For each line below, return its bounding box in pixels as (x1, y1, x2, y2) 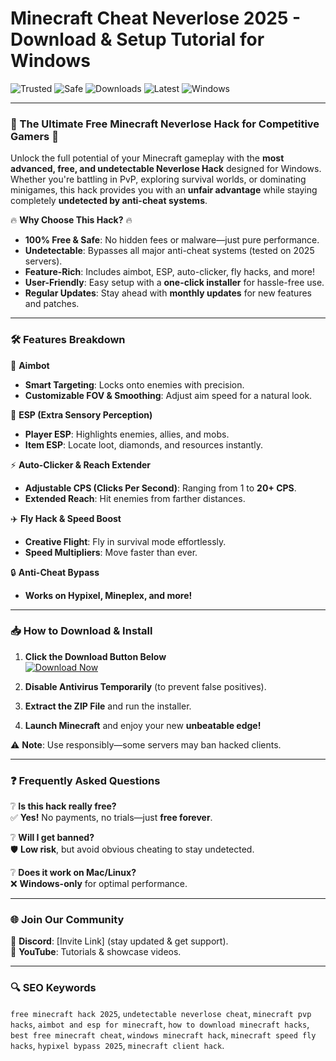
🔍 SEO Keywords (10, 981, 97, 995)
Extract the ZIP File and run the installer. (24, 700, 192, 712)
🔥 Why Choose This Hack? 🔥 (10, 214, 133, 226)
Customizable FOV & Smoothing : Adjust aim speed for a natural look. (24, 389, 313, 401)
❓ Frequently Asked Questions (10, 773, 161, 787)
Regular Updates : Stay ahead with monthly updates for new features (24, 287, 312, 299)
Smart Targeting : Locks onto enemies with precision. (24, 378, 245, 391)
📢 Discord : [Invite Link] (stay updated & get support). (10, 935, 229, 947)
